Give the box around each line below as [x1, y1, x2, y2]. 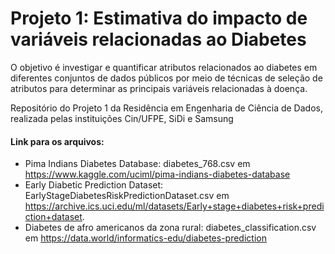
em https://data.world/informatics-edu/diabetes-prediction [24, 232, 267, 244]
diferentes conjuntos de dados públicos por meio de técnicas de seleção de [10, 72, 323, 84]
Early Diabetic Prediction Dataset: [24, 179, 164, 191]
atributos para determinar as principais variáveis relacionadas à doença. [10, 82, 308, 94]
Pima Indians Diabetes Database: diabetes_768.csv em [24, 158, 251, 170]
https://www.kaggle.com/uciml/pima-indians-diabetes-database [24, 168, 291, 181]
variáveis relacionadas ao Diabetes [10, 28, 307, 51]
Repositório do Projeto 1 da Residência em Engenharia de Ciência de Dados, [10, 102, 323, 114]
